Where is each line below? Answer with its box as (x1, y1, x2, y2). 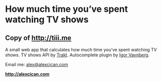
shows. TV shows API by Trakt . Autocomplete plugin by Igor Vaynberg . (5, 52, 150, 58)
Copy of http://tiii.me (5, 34, 72, 42)
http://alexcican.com (5, 71, 50, 77)
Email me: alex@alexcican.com (5, 62, 68, 67)
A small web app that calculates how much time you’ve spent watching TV (5, 47, 157, 52)
